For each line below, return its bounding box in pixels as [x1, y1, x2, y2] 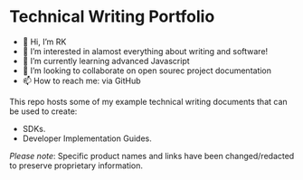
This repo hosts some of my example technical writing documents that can [9, 96, 288, 107]
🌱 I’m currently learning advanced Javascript [22, 55, 190, 66]
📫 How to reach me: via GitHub [22, 75, 142, 86]
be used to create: [9, 106, 78, 117]
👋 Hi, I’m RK [22, 36, 67, 47]
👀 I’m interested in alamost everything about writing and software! [22, 45, 269, 56]
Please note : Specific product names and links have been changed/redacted [9, 150, 295, 161]
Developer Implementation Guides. [22, 133, 152, 144]
